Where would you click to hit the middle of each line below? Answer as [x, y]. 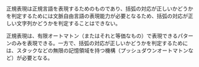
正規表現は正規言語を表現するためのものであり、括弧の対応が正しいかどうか [100, 9]
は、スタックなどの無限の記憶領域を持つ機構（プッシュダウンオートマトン [97, 51]
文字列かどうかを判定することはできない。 [68, 23]
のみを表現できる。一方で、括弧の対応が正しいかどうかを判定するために [99, 43]
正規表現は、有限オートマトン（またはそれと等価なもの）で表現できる [92, 36]
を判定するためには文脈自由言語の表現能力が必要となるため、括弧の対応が [97, 16]
